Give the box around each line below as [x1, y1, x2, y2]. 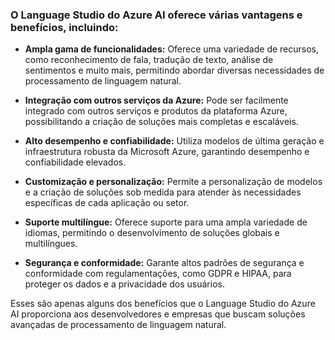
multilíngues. [24, 238, 78, 250]
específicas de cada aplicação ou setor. [24, 197, 190, 209]
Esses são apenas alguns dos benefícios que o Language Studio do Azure [10, 298, 316, 310]
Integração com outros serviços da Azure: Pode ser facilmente [24, 94, 289, 107]
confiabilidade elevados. [24, 156, 127, 168]
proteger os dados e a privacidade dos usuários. [24, 278, 225, 290]
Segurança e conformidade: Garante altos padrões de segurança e [24, 257, 305, 269]
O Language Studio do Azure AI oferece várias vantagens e [10, 8, 303, 22]
